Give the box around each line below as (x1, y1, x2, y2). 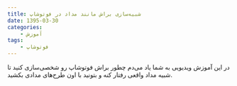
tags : (7, 37, 23, 44)
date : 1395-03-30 (7, 17, 59, 24)
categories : (7, 23, 43, 31)
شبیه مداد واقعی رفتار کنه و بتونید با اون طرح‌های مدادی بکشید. (7, 70, 172, 79)
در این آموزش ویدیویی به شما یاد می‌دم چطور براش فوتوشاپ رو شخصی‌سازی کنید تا (7, 63, 231, 71)
